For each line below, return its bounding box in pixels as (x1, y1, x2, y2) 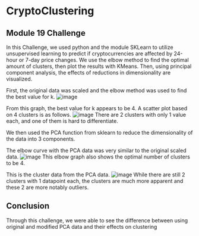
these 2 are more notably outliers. (6, 184, 89, 191)
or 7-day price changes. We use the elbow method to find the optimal (18, 57, 189, 63)
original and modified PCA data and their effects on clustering (6, 223, 157, 230)
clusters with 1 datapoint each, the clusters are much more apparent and (6, 178, 184, 184)
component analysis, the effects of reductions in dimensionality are (6, 69, 171, 76)
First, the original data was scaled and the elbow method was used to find (6, 87, 187, 94)
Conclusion (6, 201, 50, 211)
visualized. (6, 76, 33, 82)
